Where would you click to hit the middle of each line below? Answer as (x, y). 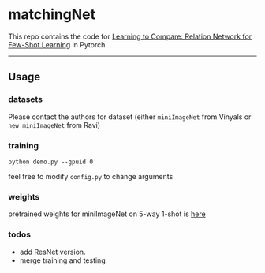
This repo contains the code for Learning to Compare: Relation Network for (130, 36)
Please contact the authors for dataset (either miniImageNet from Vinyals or (130, 117)
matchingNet (52, 15)
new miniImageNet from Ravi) (54, 125)
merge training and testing (62, 260)
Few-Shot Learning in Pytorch (57, 44)
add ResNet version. (52, 252)
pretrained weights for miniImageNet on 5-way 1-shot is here (107, 214)
